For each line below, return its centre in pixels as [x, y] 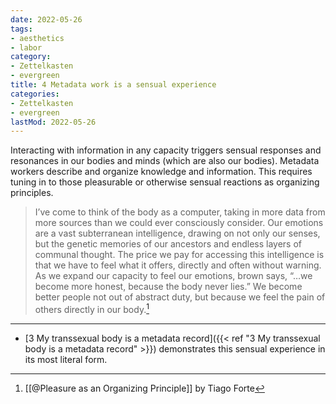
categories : [35, 94]
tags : [21, 29]
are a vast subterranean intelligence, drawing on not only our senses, [177, 233]
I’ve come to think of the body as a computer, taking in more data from [180, 212]
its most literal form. [66, 359]
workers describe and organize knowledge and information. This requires [161, 172]
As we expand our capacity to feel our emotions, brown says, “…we [173, 276]
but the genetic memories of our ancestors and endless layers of [168, 244]
